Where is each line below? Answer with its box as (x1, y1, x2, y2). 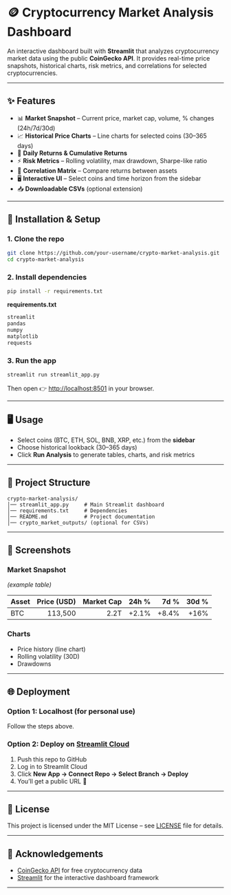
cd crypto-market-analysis (7, 256, 85, 263)
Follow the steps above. (7, 722, 74, 730)
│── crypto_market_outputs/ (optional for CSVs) (7, 519, 149, 526)
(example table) (7, 580, 52, 589)
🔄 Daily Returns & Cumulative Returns (16, 149, 128, 157)
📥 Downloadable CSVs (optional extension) (16, 185, 143, 193)
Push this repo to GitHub (16, 755, 87, 764)
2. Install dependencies (7, 273, 87, 282)
